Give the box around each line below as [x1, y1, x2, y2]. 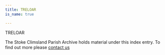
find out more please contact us [5, 44, 70, 50]
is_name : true [5, 12, 34, 17]
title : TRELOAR [5, 7, 36, 12]
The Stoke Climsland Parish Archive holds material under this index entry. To [5, 39, 161, 45]
